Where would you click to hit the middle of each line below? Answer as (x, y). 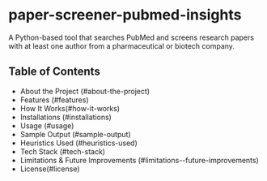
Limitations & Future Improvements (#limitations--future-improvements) (139, 160)
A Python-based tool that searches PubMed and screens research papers (131, 37)
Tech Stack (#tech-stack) (63, 151)
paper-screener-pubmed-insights (125, 15)
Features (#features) (54, 100)
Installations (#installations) (66, 117)
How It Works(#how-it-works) (70, 108)
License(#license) (50, 169)
